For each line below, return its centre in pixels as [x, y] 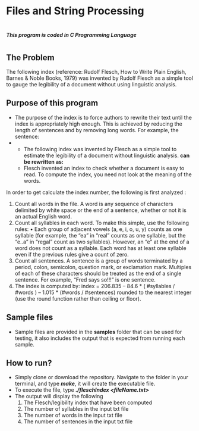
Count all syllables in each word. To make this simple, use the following [102, 223]
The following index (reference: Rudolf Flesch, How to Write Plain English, [96, 71]
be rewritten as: [44, 161]
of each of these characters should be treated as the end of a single [98, 273]
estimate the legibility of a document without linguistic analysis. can [107, 155]
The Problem [30, 57]
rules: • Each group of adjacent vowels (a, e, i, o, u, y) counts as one [99, 229]
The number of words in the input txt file [73, 416]
